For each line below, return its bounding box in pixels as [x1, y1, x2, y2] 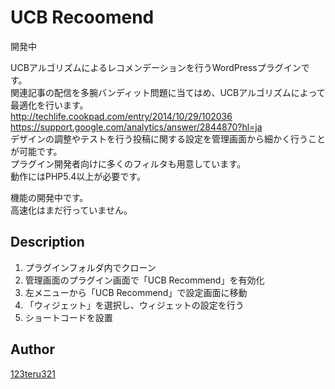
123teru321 [10, 367, 56, 380]
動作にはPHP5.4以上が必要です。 [10, 170, 146, 182]
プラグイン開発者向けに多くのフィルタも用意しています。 [10, 157, 246, 170]
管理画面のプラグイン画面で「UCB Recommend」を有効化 [24, 274, 265, 286]
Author [10, 341, 55, 358]
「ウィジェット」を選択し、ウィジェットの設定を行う [24, 299, 245, 311]
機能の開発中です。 [10, 191, 89, 203]
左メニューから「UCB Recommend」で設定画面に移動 [24, 286, 248, 298]
